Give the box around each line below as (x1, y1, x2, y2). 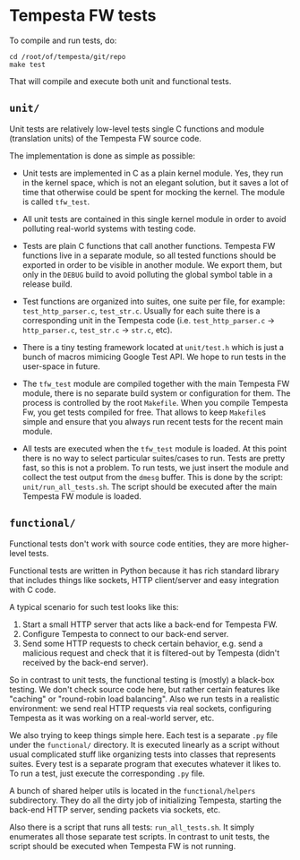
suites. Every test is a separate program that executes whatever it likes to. (9, 758, 282, 769)
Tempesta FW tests (9, 5, 157, 26)
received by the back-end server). (21, 657, 150, 667)
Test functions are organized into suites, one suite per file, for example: (21, 296, 286, 306)
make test (9, 60, 47, 69)
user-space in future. (21, 360, 100, 372)
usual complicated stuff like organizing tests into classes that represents (9, 749, 276, 760)
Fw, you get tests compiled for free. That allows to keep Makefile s (21, 407, 267, 417)
